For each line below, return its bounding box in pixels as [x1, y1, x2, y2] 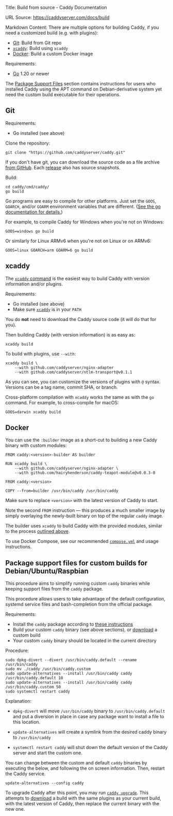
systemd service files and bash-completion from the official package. [5, 601, 153, 608]
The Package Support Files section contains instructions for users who [5, 81, 156, 86]
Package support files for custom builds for [5, 558, 148, 567]
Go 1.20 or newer [12, 70, 50, 77]
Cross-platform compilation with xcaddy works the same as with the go [5, 394, 154, 400]
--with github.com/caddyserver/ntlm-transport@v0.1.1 [14, 369, 132, 375]
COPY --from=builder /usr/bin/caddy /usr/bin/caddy [5, 488, 118, 493]
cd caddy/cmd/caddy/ [5, 184, 50, 189]
